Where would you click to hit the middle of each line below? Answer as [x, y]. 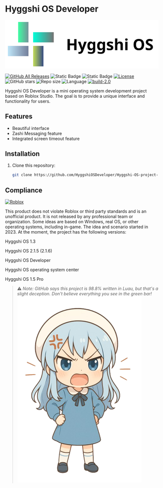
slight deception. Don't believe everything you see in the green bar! [84, 294]
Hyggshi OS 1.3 [20, 241]
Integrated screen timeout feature [46, 138]
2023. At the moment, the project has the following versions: [66, 232]
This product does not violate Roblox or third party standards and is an [76, 211]
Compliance [24, 190]
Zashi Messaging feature [37, 133]
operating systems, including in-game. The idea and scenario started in [77, 227]
